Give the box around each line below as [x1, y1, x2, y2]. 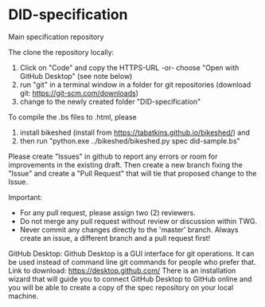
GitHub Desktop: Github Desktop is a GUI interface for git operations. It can [8, 249, 255, 258]
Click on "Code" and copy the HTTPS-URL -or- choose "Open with [19, 62, 240, 73]
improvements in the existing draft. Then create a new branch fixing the [8, 159, 243, 169]
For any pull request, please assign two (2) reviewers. [19, 207, 197, 217]
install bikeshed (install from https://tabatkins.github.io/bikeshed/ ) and [19, 128, 251, 137]
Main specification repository [8, 32, 104, 41]
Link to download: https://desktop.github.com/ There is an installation [8, 266, 236, 275]
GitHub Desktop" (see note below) [19, 71, 133, 81]
